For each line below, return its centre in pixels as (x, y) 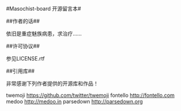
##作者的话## (23, 21)
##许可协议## (23, 46)
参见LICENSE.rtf (25, 58)
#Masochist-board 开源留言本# (44, 9)
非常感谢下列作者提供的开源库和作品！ (52, 83)
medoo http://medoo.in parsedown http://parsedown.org (75, 101)
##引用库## (21, 71)
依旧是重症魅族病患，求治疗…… (44, 33)
